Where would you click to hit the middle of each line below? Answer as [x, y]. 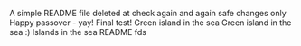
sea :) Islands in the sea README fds [78, 32]
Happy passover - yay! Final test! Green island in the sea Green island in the [150, 23]
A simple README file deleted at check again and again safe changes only [148, 13]
